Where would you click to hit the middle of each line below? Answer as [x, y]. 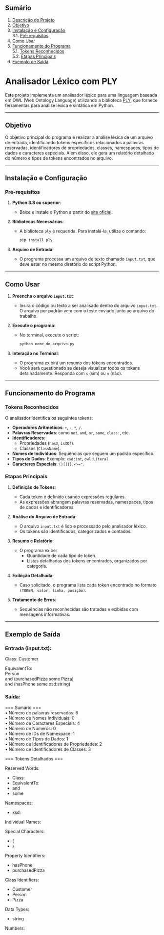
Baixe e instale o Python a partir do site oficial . [66, 212]
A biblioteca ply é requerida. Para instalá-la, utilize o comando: [83, 231]
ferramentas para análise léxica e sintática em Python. [60, 105]
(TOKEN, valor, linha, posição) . [53, 590]
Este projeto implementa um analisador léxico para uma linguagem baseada [81, 95]
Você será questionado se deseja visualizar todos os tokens [80, 368]
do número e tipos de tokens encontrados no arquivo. [59, 158]
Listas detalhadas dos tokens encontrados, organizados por [87, 560]
